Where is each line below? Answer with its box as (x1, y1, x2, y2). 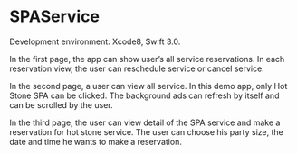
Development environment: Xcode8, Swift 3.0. (9, 36, 181, 47)
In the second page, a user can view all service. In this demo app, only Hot (9, 80, 288, 91)
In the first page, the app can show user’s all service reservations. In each (9, 53, 285, 64)
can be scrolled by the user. (9, 99, 113, 110)
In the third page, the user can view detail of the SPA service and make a (9, 117, 281, 128)
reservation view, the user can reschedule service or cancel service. (9, 63, 264, 74)
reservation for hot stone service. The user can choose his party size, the (9, 126, 283, 137)
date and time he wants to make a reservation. (9, 136, 183, 147)
